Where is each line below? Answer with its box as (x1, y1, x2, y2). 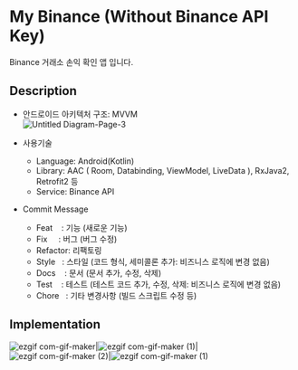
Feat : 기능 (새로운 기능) (35, 222, 129, 232)
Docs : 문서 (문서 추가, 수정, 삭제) (35, 267, 162, 278)
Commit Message (22, 204, 89, 214)
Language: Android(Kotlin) (35, 156, 135, 166)
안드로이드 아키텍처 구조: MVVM (22, 109, 139, 119)
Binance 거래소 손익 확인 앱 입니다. (9, 56, 134, 67)
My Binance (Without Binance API (9, 6, 269, 27)
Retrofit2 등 (35, 176, 79, 186)
